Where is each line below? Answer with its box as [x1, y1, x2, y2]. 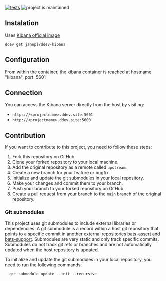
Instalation [5, 19, 39, 27]
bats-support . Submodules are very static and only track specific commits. [5, 236, 159, 242]
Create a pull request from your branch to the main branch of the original [12, 191, 161, 197]
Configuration [5, 55, 50, 64]
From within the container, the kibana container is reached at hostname [5, 69, 152, 75]
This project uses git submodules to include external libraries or [5, 220, 136, 226]
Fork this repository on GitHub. [12, 154, 76, 160]
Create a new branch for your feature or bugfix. [12, 170, 110, 176]
